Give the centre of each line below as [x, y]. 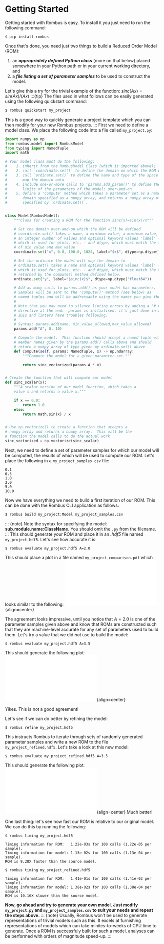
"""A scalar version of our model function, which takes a [75, 387]
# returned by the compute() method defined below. [67, 274]
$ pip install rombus [27, 37]
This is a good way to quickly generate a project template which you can [78, 120]
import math [17, 153]
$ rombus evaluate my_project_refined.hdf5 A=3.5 [57, 756]
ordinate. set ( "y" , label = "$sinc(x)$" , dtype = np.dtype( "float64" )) [83, 279]
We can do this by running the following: [46, 826]
